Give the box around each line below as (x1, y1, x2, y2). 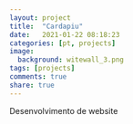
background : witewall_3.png (17, 55, 125, 64)
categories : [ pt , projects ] (9, 38, 117, 48)
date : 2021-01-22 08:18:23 (9, 30, 120, 39)
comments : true (9, 72, 67, 81)
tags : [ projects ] (9, 64, 76, 73)
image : (9, 47, 35, 56)
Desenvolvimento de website (9, 105, 118, 116)
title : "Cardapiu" (9, 22, 84, 31)
